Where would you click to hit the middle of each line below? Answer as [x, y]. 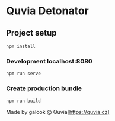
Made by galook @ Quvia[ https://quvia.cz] [58, 112]
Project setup [32, 33]
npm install [21, 46]
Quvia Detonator [47, 11]
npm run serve [24, 74]
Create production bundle [44, 88]
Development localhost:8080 [49, 61]
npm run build [24, 101]
